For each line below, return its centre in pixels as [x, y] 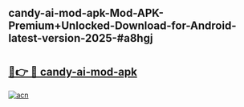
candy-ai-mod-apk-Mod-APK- [86, 13]
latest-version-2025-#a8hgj [81, 38]
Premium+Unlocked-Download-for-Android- [122, 26]
